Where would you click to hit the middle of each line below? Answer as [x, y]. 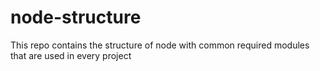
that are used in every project [71, 55]
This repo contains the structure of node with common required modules [160, 45]
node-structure [76, 17]
